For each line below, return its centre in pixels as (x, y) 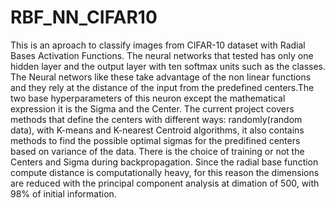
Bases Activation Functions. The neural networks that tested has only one (162, 55)
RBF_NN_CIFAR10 (84, 17)
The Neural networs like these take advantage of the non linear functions (161, 77)
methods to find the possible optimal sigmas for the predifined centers (155, 140)
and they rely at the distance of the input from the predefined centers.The (162, 87)
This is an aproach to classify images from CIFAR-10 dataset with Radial (158, 45)
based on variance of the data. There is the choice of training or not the (157, 151)
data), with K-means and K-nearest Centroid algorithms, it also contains (157, 130)
